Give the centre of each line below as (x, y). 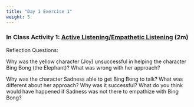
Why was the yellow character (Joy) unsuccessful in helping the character (96, 61)
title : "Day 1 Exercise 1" (39, 11)
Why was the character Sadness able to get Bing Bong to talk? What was (95, 79)
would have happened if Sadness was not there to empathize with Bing (92, 91)
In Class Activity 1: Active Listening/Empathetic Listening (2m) (97, 37)
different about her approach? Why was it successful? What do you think (95, 85)
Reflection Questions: (32, 50)
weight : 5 (18, 17)
